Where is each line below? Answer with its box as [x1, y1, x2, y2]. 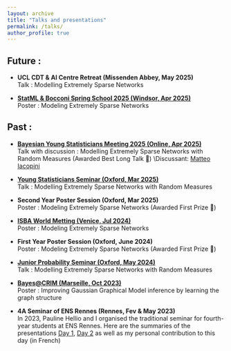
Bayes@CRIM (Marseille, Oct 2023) [17, 278, 122, 287]
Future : [7, 55, 41, 66]
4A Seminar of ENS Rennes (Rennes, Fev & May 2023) [17, 307, 176, 315]
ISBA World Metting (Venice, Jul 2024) [17, 216, 131, 225]
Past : [7, 122, 33, 133]
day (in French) [17, 336, 61, 344]
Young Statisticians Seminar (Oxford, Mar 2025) [17, 175, 159, 183]
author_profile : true [7, 29, 70, 37]
